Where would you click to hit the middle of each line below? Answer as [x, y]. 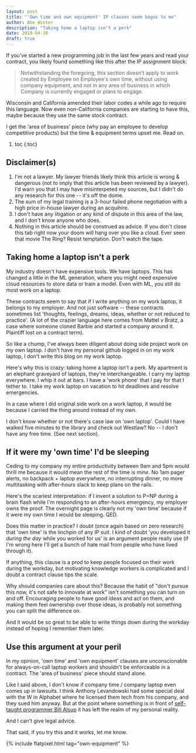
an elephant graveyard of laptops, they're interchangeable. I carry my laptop [98, 374]
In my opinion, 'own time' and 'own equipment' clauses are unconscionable [97, 661]
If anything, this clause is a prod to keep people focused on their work [90, 562]
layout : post [22, 11]
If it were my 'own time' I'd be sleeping [78, 452]
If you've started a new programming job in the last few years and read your [97, 55]
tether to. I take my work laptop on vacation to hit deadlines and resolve [92, 386]
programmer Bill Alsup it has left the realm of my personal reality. [101, 710]
